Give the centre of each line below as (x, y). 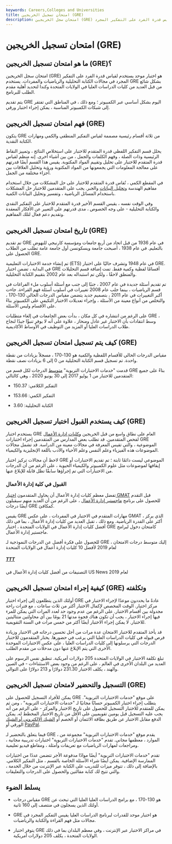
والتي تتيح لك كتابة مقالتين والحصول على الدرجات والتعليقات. (63, 771)
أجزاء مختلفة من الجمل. (28, 173)
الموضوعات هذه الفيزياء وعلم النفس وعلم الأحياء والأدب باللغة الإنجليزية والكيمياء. (82, 450)
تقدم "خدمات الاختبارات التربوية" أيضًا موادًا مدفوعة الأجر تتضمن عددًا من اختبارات (83, 755)
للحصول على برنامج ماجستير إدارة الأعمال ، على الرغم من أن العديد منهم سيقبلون (83, 500)
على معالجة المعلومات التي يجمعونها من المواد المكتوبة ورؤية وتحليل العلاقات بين (82, 167)
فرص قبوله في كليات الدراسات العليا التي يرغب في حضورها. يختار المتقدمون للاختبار (85, 637)
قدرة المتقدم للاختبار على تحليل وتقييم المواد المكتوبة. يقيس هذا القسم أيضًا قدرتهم (84, 162)
